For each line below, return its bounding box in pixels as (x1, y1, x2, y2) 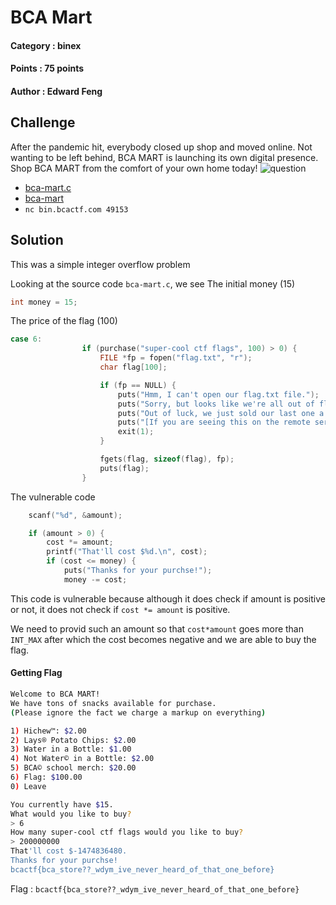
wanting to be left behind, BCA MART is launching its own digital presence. (10, 151, 319, 163)
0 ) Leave (10, 781, 47, 791)
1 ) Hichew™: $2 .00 (10, 726, 87, 736)
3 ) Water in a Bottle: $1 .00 (10, 744, 132, 755)
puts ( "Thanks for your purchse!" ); (63, 566, 213, 576)
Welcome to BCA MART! (10, 689, 101, 700)
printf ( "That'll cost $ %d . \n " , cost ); (46, 547, 208, 557)
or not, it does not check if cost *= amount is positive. (10, 603, 231, 615)
